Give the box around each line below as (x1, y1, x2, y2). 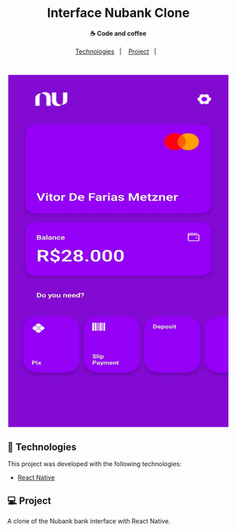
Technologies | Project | (75, 47, 156, 56)
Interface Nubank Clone (46, 5, 190, 21)
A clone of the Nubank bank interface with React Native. (7, 517, 170, 525)
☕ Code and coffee (90, 29, 147, 37)
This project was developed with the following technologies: (7, 460, 182, 468)
